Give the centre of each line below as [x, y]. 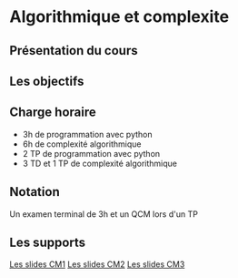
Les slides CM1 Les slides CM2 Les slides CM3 [97, 264]
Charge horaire [53, 113]
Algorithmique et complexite [119, 17]
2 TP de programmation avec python [91, 153]
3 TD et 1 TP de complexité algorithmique [99, 163]
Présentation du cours [74, 51]
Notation [35, 192]
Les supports [48, 242]
